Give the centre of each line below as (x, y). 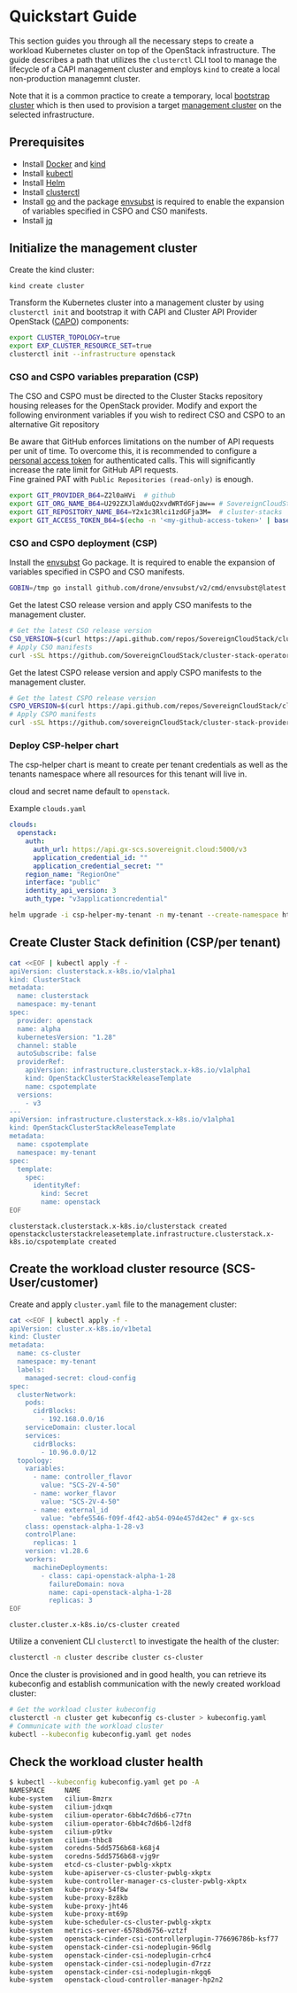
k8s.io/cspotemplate (47, 1242)
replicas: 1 (54, 1543)
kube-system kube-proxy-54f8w (69, 1889)
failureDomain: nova (86, 1584)
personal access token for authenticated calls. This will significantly (132, 461)
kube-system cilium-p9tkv (61, 1832)
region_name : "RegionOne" (73, 874)
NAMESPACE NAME (45, 1791)
